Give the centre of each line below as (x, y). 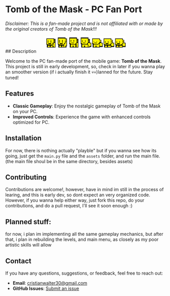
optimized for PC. (31, 122)
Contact (18, 261)
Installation (23, 138)
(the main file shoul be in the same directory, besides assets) (69, 161)
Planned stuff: (28, 222)
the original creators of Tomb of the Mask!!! (51, 29)
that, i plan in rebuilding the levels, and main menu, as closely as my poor (82, 239)
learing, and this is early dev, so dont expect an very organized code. (78, 195)
